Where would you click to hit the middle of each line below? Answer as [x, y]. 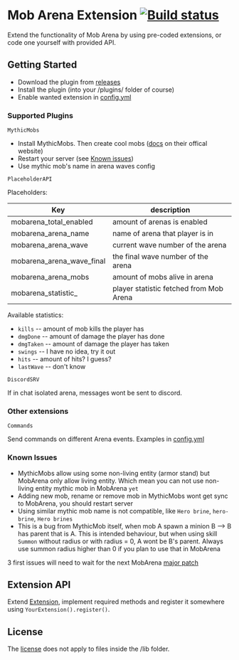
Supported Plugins [40, 115]
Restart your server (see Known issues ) [75, 159]
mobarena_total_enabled [52, 222]
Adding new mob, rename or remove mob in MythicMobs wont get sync [123, 496]
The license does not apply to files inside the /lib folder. [89, 649]
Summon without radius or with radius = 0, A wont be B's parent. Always [121, 541]
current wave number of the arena [170, 245]
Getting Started [42, 65]
